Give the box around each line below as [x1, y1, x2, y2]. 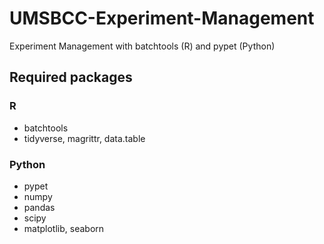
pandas [23, 201, 56, 213]
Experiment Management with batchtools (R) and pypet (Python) [9, 40, 276, 52]
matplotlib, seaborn [23, 222, 105, 234]
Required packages [9, 69, 133, 86]
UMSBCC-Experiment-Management [9, 7, 315, 30]
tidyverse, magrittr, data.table [23, 132, 146, 144]
